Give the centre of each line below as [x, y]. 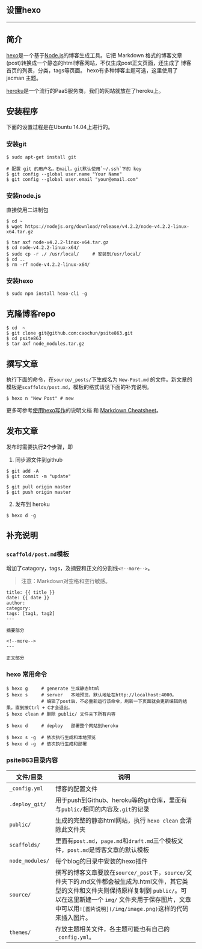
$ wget [14, 227]
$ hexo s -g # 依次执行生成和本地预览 [51, 737]
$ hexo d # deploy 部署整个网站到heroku [62, 726]
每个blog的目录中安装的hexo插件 [101, 862]
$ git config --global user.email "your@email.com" [72, 179]
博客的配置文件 [76, 789]
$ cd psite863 [24, 339]
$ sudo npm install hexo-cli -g [47, 294]
